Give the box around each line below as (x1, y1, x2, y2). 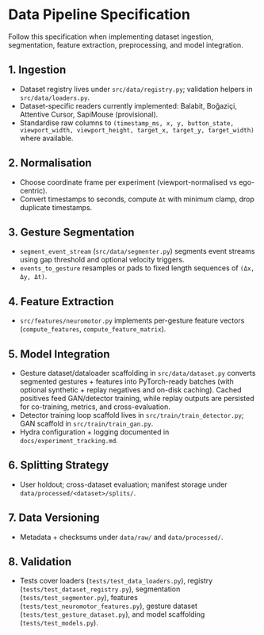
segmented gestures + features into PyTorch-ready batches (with (19, 377, 234, 386)
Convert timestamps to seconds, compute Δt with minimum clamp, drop (19, 194, 255, 204)
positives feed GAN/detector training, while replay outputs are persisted (19, 394, 255, 403)
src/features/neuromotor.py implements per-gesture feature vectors (19, 316, 245, 326)
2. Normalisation (8, 156, 93, 170)
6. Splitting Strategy (8, 458, 109, 472)
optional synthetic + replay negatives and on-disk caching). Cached (19, 385, 242, 394)
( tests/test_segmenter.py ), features (19, 593, 139, 602)
